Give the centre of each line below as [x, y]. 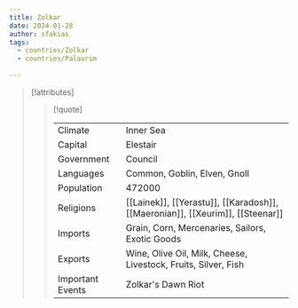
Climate [74, 130]
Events [72, 289]
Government [83, 159]
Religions [76, 208]
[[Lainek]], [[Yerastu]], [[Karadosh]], [202, 202]
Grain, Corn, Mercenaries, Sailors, [196, 227]
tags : [19, 42]
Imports [74, 233]
